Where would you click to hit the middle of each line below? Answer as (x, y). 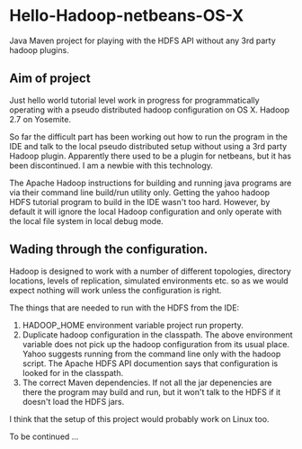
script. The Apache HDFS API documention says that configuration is (150, 363)
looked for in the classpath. (73, 373)
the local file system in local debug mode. (86, 220)
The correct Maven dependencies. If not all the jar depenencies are (147, 382)
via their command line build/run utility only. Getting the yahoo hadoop (140, 192)
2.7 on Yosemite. (40, 119)
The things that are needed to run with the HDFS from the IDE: (124, 308)
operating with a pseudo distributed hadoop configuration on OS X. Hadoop (150, 110)
